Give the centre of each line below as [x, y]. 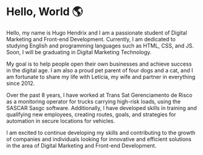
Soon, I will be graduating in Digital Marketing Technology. [79, 52]
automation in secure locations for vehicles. [61, 121]
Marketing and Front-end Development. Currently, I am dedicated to [91, 39]
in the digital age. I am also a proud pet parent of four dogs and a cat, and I [100, 70]
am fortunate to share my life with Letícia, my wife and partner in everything [101, 77]
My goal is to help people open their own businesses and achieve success [99, 64]
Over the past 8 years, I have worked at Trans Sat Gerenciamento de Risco [99, 95]
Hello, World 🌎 [45, 12]
